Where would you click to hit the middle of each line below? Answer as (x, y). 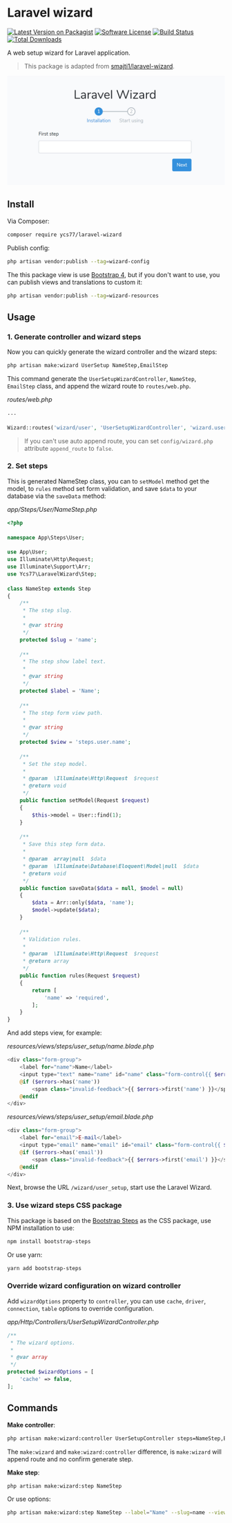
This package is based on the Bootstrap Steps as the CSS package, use (109, 1220)
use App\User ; (28, 552)
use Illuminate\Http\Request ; (51, 560)
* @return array (46, 961)
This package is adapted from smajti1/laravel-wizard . (99, 66)
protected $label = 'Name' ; (60, 691)
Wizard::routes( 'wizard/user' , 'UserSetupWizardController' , (97, 427)
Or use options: (29, 1499)
